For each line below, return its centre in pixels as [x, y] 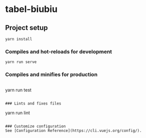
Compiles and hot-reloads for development [59, 51]
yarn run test [18, 90]
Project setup [27, 28]
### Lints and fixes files [33, 103]
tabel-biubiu [31, 9]
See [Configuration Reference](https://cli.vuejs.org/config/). [73, 130]
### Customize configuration [35, 126]
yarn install [19, 39]
